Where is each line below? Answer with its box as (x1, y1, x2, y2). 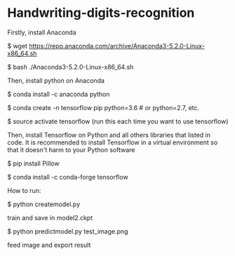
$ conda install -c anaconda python (7, 90, 110, 98)
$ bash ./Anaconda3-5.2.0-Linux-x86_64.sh (7, 62, 134, 71)
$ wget (7, 41, 28, 50)
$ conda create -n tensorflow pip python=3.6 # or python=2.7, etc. (7, 103, 200, 112)
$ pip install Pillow (7, 159, 60, 168)
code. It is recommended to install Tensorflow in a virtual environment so (7, 138, 218, 147)
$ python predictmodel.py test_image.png (7, 227, 128, 236)
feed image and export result (7, 241, 91, 249)
